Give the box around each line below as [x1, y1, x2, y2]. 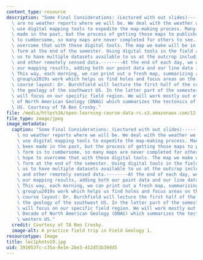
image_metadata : [6, 121, 47, 127]
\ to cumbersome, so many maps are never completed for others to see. [11, 37, 196, 43]
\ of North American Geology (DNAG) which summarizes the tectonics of [11, 98, 196, 104]
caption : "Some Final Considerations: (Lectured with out [11, 127, 161, 133]
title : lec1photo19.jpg [6, 239, 66, 245]
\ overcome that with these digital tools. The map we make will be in [11, 43, 196, 49]
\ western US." [17, 217, 56, 223]
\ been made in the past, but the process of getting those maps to [17, 143, 193, 150]
